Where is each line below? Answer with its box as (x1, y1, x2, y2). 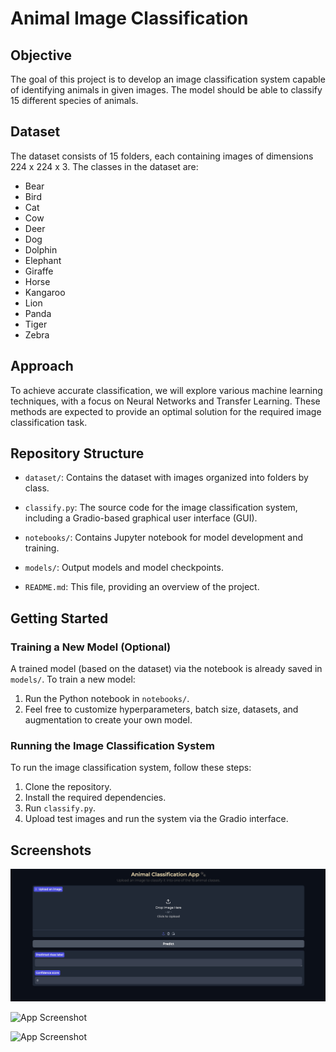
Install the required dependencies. (24, 792, 167, 804)
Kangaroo (24, 286, 66, 298)
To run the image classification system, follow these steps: (10, 762, 252, 774)
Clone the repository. (24, 781, 112, 793)
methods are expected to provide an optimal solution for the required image (10, 405, 322, 417)
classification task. (10, 416, 88, 428)
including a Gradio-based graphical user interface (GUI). (24, 512, 258, 524)
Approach (10, 358, 74, 375)
